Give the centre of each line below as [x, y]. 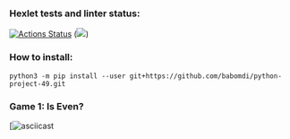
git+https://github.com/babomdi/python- [205, 76]
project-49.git [38, 83]
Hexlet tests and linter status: [75, 13]
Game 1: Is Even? [47, 106]
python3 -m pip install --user [68, 76]
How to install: [41, 57]
